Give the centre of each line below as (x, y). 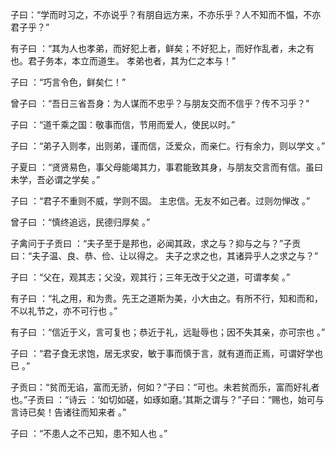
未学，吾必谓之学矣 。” (55, 179)
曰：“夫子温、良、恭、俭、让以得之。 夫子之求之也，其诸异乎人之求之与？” (164, 256)
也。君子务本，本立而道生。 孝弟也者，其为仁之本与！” (123, 61)
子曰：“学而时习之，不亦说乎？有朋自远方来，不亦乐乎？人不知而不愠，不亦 (166, 14)
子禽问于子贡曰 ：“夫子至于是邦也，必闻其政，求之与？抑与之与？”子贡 (156, 243)
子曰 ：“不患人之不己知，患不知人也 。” (89, 433)
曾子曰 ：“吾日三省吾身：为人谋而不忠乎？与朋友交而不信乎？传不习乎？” (160, 103)
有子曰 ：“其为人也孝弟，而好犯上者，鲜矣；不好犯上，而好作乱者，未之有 (162, 48)
